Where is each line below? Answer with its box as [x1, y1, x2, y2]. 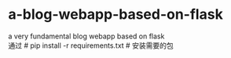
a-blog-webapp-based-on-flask [8, 5, 224, 24]
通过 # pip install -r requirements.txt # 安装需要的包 [8, 41, 174, 50]
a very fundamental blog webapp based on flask [8, 31, 165, 41]
